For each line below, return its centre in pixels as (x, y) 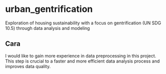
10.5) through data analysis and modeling (47, 28)
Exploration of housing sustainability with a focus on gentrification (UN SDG (83, 23)
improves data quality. (28, 66)
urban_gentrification (49, 9)
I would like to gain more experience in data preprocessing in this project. (81, 56)
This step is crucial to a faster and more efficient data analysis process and (82, 61)
